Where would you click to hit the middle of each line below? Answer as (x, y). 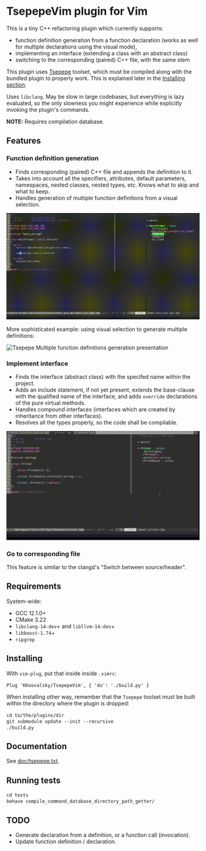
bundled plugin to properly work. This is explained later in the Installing (96, 78)
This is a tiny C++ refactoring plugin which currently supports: (85, 28)
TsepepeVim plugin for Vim (77, 11)
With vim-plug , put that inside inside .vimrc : (62, 673)
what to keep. (32, 191)
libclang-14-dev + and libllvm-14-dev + (65, 626)
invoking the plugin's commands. (48, 109)
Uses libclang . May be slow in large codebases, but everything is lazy (96, 96)
